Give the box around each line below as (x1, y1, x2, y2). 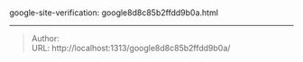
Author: (31, 33, 60, 44)
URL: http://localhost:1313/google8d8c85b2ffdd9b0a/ (31, 43, 231, 54)
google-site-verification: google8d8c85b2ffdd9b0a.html (9, 7, 219, 18)
